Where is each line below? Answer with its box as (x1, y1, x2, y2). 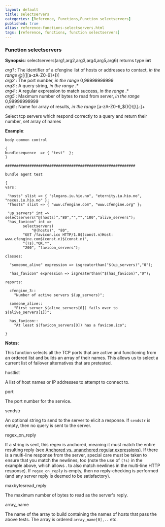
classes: (5, 254, 23, 259)
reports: (5, 280, 23, 285)
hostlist (5, 370, 20, 376)
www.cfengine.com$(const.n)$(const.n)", (5, 237, 90, 242)
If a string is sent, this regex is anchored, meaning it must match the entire (5, 442, 156, 448)
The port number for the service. (5, 398, 71, 404)
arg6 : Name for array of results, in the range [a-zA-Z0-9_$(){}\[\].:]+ (5, 104, 145, 110)
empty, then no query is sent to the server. (5, 423, 92, 428)
